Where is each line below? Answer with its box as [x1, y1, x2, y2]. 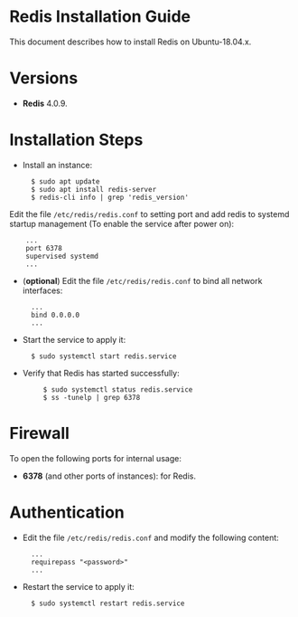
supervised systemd [25, 252, 99, 261]
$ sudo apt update [31, 176, 100, 186]
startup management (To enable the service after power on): [9, 218, 235, 229]
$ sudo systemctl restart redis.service [31, 599, 185, 608]
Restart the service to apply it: [22, 581, 135, 592]
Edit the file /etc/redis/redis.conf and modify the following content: [22, 532, 280, 543]
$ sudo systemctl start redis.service [31, 351, 177, 361]
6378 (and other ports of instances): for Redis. [22, 470, 197, 481]
